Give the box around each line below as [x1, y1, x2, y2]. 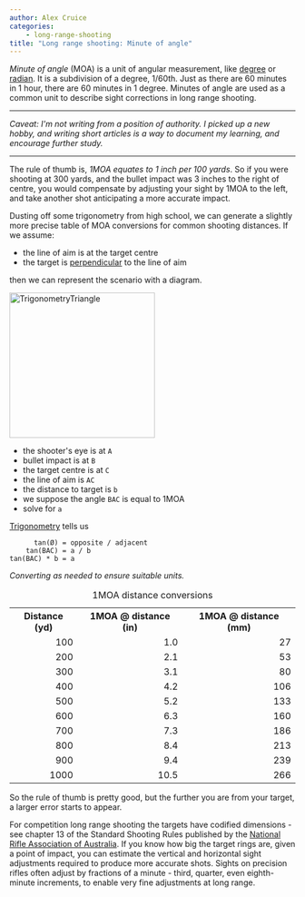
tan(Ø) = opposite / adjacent [33, 538, 148, 547]
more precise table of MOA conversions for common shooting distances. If [9, 220, 289, 232]
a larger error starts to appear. [9, 802, 123, 813]
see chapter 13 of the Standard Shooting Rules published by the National [9, 829, 281, 840]
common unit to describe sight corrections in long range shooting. [9, 93, 257, 103]
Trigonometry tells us [9, 521, 89, 532]
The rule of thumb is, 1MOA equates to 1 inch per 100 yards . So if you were [9, 164, 289, 175]
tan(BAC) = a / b [25, 547, 92, 556]
